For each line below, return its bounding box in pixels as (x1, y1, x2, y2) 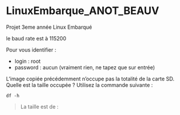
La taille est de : (20, 103, 59, 110)
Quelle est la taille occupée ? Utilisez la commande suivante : (6, 81, 153, 89)
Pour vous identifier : (6, 46, 57, 53)
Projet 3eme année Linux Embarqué (6, 23, 92, 31)
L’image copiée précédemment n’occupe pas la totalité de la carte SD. (6, 75, 175, 82)
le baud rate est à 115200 (6, 35, 67, 42)
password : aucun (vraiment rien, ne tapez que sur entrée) (14, 63, 155, 71)
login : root (14, 58, 41, 65)
